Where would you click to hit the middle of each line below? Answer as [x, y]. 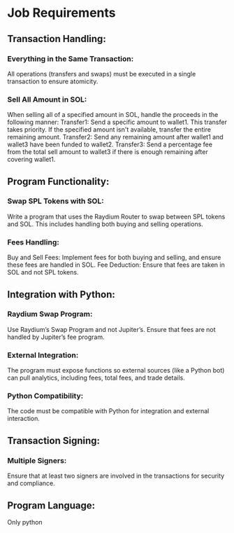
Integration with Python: [61, 295]
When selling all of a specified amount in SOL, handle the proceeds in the [113, 115]
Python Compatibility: [45, 396]
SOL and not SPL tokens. [43, 272]
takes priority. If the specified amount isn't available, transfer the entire [109, 130]
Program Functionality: [58, 181]
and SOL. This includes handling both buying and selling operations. [105, 224]
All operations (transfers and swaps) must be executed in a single [102, 74]
